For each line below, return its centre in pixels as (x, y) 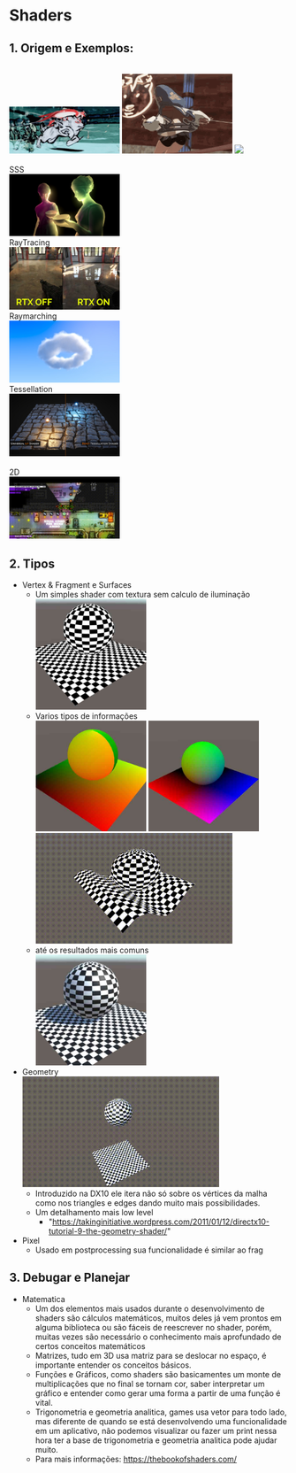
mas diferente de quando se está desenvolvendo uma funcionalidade (161, 1421)
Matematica (44, 1299)
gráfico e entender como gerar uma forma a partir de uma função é (158, 1393)
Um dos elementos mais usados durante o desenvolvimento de (150, 1308)
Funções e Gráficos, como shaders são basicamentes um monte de (158, 1374)
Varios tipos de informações (87, 716)
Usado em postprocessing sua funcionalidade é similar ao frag (149, 1250)
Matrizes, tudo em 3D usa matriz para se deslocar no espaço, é (151, 1355)
